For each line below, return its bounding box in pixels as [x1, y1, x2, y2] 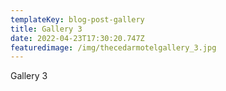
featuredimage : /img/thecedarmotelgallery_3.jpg [10, 42, 217, 53]
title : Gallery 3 [10, 24, 83, 34]
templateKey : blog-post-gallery [10, 14, 145, 25]
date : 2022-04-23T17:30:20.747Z [10, 33, 145, 43]
